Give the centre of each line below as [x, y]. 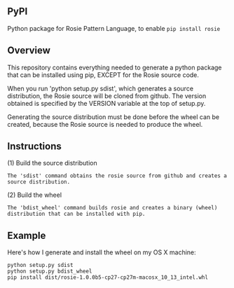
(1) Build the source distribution [52, 163]
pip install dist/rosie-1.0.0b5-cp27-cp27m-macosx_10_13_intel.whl [108, 277]
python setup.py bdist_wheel [50, 272]
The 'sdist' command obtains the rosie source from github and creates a [117, 176]
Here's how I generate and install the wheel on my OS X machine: [102, 252]
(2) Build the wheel [34, 195]
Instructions [34, 146]
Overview [29, 51]
